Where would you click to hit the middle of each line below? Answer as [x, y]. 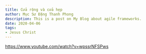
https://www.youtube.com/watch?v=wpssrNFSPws [57, 46]
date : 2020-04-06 [23, 23]
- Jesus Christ [21, 32]
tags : [11, 28]
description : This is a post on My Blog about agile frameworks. [73, 19]
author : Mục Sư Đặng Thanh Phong [39, 14]
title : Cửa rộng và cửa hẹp [34, 10]
